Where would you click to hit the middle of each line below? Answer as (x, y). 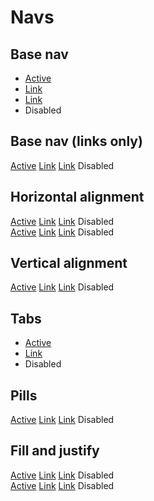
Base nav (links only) (76, 141)
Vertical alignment (69, 263)
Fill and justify (55, 451)
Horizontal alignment (77, 197)
